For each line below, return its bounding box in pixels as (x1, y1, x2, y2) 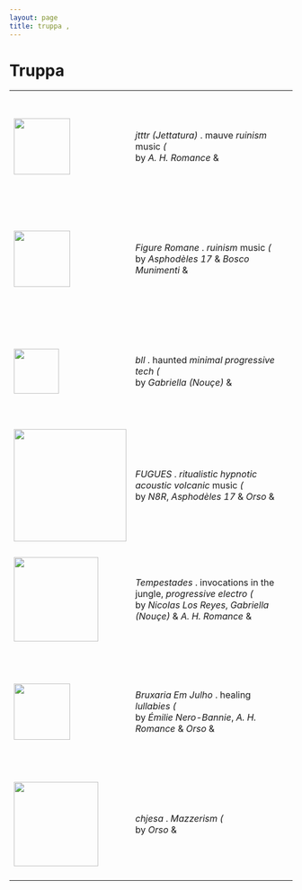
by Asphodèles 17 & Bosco (135, 253, 250, 265)
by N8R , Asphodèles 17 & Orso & (135, 490, 275, 503)
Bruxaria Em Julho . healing (135, 689, 252, 701)
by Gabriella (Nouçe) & (135, 376, 233, 388)
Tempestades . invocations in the (135, 576, 275, 589)
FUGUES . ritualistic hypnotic (135, 467, 258, 480)
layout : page (9, 13, 58, 22)
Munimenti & (135, 263, 189, 276)
